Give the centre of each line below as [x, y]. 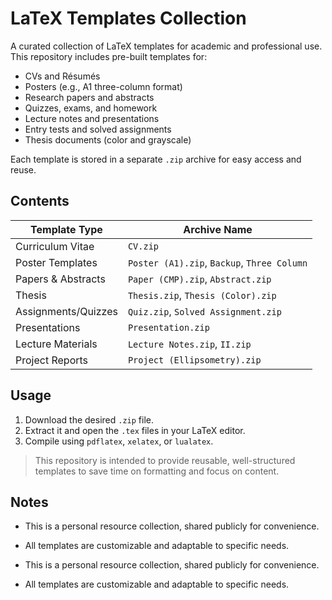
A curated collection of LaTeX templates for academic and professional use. [166, 46]
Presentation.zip [168, 327]
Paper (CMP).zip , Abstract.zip [199, 279]
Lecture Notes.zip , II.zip [189, 344]
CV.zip [143, 246]
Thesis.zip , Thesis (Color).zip [202, 295]
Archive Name [218, 229]
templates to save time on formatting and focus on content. [157, 471]
